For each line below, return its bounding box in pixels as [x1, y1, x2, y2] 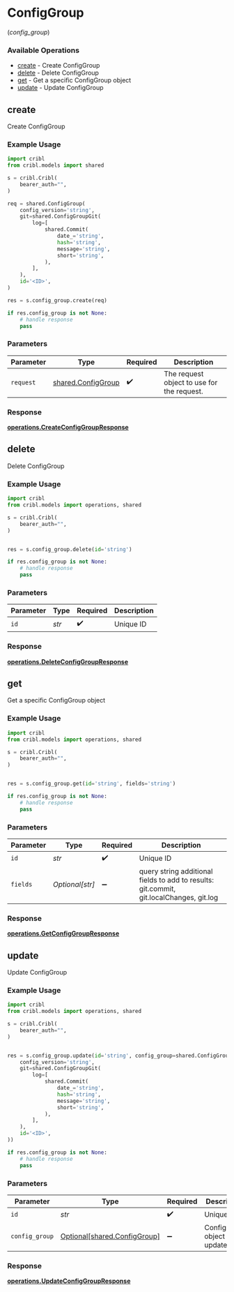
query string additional [139, 866, 213, 876]
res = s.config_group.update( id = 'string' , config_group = [7, 1052, 176, 1059]
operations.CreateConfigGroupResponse [7, 423, 129, 432]
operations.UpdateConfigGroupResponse [7, 1277, 131, 1285]
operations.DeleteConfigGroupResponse [7, 657, 129, 666]
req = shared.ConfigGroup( [7, 200, 86, 207]
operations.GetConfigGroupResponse [7, 929, 120, 938]
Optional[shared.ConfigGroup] [60, 1231, 160, 1241]
